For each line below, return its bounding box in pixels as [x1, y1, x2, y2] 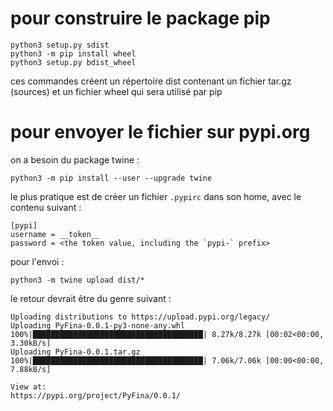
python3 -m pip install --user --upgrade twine [10, 173, 213, 183]
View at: [10, 382, 47, 392]
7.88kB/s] [10, 364, 52, 374]
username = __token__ [10, 229, 101, 239]
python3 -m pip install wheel [10, 48, 137, 59]
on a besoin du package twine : [10, 153, 140, 166]
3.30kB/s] [10, 338, 52, 348]
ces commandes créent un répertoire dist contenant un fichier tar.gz [10, 75, 292, 87]
